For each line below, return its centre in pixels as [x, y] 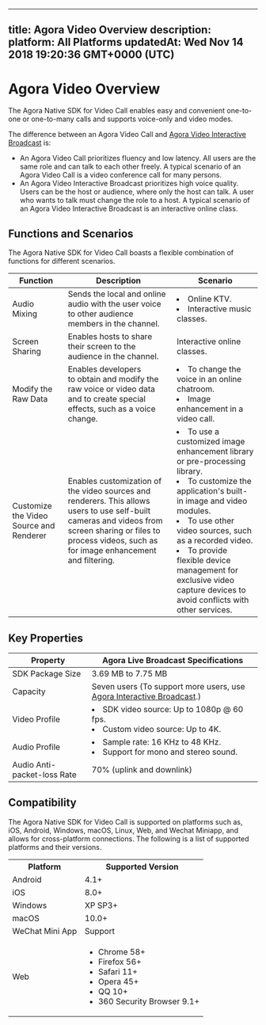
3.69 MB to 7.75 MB [129, 673]
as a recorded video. [215, 541]
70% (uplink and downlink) [142, 769]
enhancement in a [210, 409]
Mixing [25, 314]
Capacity [29, 692]
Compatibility [42, 803]
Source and [34, 526]
